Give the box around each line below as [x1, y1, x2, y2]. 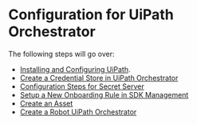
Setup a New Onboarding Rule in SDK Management [19, 90, 189, 99]
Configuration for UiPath [8, 6, 174, 24]
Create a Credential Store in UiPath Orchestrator [19, 73, 179, 82]
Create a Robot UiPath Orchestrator [19, 106, 137, 117]
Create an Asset [19, 98, 73, 108]
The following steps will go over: [8, 49, 115, 58]
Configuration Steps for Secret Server [19, 82, 145, 91]
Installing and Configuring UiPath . [19, 64, 131, 74]
